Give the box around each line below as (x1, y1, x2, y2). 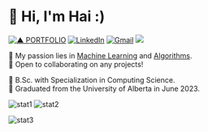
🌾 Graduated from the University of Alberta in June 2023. (8, 83, 201, 93)
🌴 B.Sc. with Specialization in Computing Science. (8, 75, 175, 84)
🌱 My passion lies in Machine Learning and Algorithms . (8, 50, 193, 60)
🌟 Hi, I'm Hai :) (8, 7, 106, 26)
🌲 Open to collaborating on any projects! (8, 59, 144, 69)
